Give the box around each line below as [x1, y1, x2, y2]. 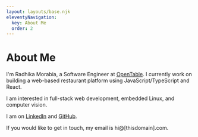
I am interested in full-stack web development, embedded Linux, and [6, 95, 175, 102]
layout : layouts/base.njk [6, 8, 70, 15]
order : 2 [11, 25, 33, 32]
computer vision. [6, 101, 48, 108]
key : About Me [11, 20, 46, 26]
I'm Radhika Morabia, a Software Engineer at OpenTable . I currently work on [6, 71, 192, 78]
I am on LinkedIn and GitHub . [6, 113, 77, 120]
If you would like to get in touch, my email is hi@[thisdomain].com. [6, 124, 169, 132]
